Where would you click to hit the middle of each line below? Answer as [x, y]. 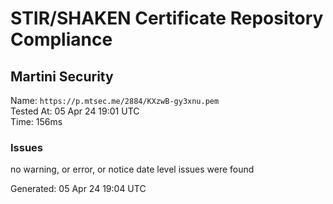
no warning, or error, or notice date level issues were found [132, 169]
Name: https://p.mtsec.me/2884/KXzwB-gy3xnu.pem [115, 100]
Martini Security [62, 76]
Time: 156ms [36, 121]
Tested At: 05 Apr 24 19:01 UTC [75, 111]
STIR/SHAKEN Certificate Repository [167, 18]
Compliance [61, 39]
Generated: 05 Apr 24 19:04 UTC [78, 189]
